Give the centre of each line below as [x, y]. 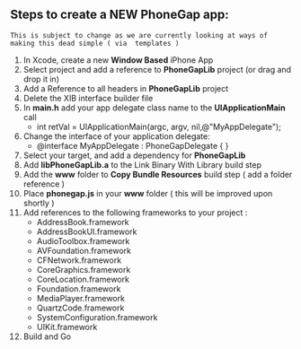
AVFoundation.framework [84, 250]
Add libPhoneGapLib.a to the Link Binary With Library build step [142, 164]
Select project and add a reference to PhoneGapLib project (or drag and [157, 69]
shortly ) [39, 203]
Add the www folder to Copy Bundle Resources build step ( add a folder [158, 174]
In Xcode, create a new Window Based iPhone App [118, 60]
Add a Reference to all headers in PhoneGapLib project [126, 88]
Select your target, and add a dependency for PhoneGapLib [134, 155]
